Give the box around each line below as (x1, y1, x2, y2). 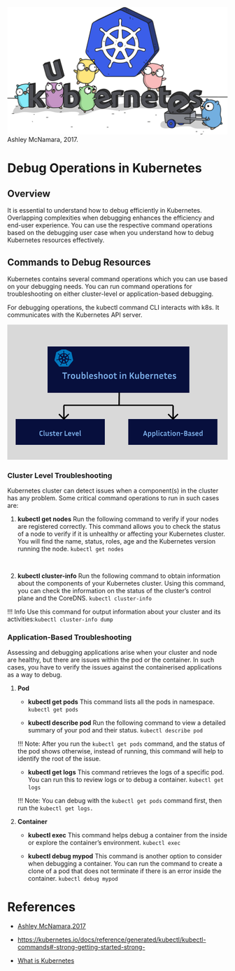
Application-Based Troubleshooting (7, 632, 132, 642)
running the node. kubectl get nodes (17, 545, 124, 553)
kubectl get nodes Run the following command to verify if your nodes (17, 515, 219, 523)
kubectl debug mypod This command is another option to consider (27, 852, 222, 860)
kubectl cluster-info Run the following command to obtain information (17, 572, 220, 580)
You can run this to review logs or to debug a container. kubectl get (27, 776, 224, 784)
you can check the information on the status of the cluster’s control (17, 587, 211, 595)
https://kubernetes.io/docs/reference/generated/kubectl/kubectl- (17, 935, 206, 944)
